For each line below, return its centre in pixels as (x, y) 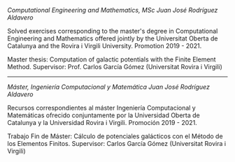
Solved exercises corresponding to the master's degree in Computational (113, 31)
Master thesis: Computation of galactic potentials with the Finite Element (112, 59)
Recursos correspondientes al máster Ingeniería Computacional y (101, 108)
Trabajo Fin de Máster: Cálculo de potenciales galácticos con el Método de (115, 136)
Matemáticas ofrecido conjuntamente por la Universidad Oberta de (104, 115)
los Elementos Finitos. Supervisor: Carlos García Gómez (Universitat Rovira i (116, 143)
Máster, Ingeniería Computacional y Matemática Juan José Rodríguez (108, 87)
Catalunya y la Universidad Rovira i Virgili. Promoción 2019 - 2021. (102, 123)
